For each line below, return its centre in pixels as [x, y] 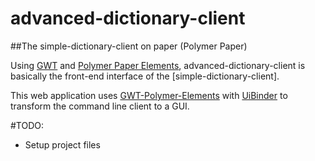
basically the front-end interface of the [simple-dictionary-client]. [145, 76]
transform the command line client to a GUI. [100, 106]
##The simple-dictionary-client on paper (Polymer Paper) [129, 46]
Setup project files [62, 144]
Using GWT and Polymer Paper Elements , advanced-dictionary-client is [158, 65]
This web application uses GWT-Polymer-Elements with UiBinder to [149, 95]
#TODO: [27, 125]
